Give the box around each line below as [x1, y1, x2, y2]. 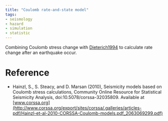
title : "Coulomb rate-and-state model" [5, 7, 89, 12]
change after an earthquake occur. [5, 49, 77, 55]
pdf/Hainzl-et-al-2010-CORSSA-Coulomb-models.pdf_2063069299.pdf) [12, 110, 163, 116]
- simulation [5, 26, 33, 31]
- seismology [5, 16, 33, 21]
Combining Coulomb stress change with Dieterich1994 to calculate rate [5, 44, 153, 50]
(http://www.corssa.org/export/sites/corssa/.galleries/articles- [12, 104, 142, 110]
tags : [5, 12, 17, 17]
